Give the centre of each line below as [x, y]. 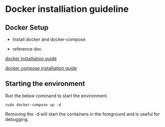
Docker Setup [27, 28]
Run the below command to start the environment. [57, 96]
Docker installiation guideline [67, 9]
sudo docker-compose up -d [33, 105]
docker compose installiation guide [41, 68]
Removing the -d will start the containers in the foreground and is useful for [82, 114]
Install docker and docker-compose [49, 39]
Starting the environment [45, 84]
